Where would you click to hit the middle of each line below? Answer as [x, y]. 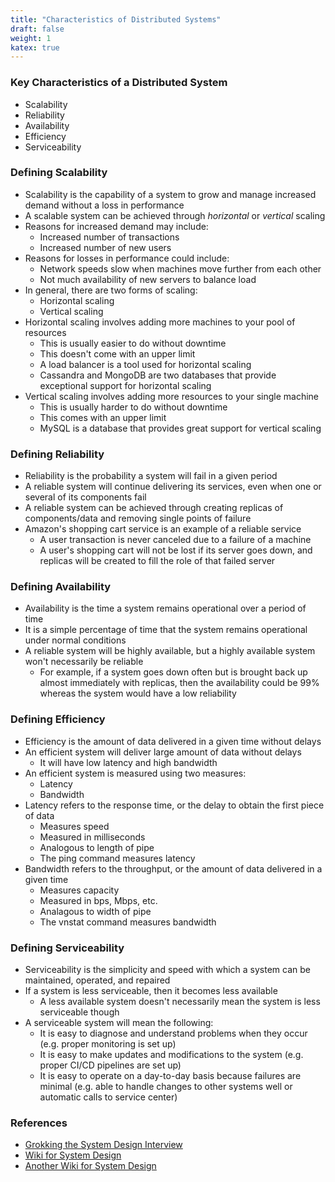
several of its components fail [85, 497]
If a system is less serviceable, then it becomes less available [151, 991]
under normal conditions [75, 640]
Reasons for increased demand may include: [116, 226]
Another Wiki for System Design [90, 1166]
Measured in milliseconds [92, 837]
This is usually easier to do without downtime [133, 343]
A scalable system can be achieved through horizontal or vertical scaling [175, 215]
